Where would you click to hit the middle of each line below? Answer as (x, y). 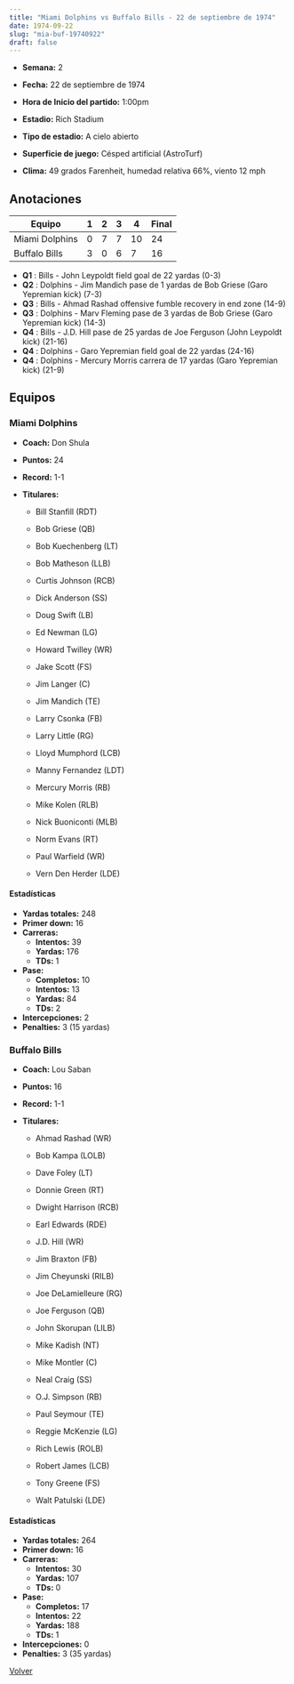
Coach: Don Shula (56, 442)
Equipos (32, 398)
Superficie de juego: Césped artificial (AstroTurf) (112, 154)
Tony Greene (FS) (68, 1483)
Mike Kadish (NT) (67, 1345)
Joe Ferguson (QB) (70, 1311)
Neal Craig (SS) (64, 1380)
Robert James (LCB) (72, 1466)
